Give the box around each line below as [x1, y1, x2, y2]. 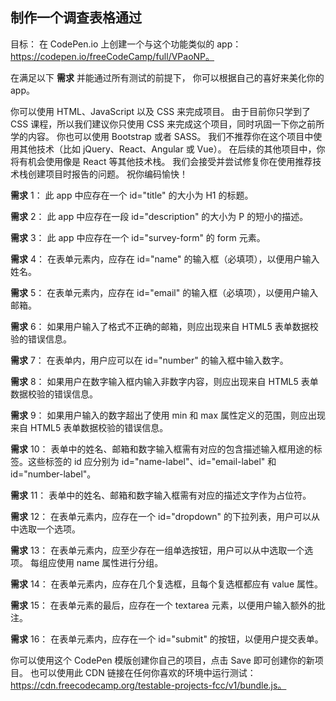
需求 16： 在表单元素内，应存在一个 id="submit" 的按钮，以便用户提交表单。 [10, 633, 324, 645]
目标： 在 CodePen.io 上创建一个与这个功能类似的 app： [10, 38, 242, 50]
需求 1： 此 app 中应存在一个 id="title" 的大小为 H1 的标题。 [10, 189, 254, 201]
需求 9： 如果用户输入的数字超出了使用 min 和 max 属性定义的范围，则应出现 [10, 409, 326, 421]
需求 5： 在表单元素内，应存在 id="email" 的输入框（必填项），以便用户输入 [10, 286, 319, 298]
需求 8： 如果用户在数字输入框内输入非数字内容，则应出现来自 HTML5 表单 [10, 375, 319, 387]
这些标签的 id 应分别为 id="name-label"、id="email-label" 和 [27, 455, 277, 467]
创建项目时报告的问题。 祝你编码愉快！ [27, 168, 188, 180]
